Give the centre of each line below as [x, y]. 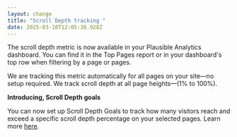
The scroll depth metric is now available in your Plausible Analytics [104, 48]
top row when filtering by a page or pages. [69, 62]
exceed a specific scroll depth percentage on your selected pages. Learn [114, 119]
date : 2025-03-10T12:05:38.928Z [55, 27]
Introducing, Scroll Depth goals [54, 97]
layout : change [30, 14]
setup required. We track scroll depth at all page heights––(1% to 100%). [112, 84]
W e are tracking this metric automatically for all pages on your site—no [111, 76]
